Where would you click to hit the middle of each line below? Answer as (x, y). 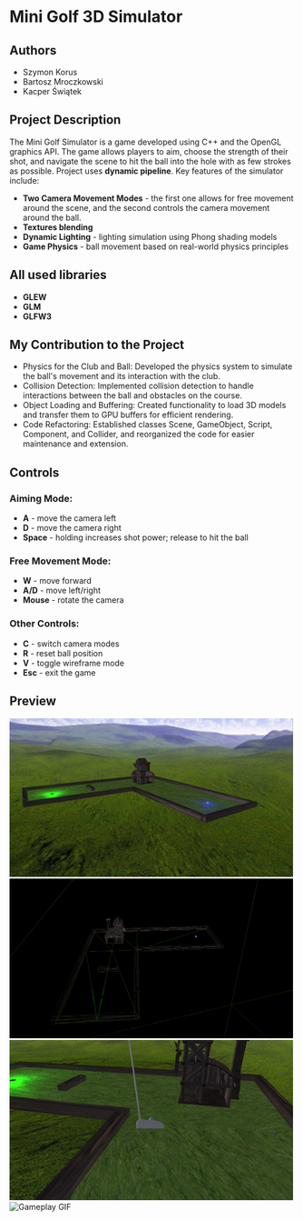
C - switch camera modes (71, 644)
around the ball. (52, 217)
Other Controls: (44, 624)
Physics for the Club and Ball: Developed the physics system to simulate (157, 366)
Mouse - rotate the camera (73, 600)
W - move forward (57, 581)
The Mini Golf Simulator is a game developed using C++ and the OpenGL (146, 142)
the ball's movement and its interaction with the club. (121, 376)
